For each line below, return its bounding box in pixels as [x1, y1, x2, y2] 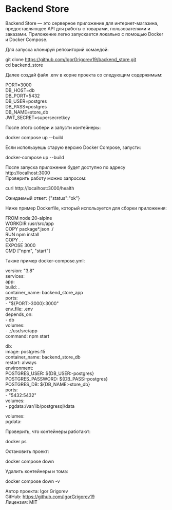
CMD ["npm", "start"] [5, 248, 50, 254]
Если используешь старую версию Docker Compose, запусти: [5, 144, 141, 150]
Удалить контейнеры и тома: [5, 468, 68, 474]
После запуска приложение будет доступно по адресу [5, 164, 126, 170]
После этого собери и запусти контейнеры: [5, 124, 101, 130]
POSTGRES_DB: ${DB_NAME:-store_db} [5, 381, 90, 387]
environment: [5, 365, 33, 371]
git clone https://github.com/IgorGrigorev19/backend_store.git [5, 56, 137, 62]
